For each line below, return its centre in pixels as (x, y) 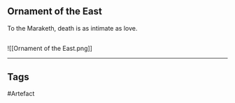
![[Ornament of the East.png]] (50, 49)
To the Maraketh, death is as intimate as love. (72, 28)
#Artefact (21, 94)
